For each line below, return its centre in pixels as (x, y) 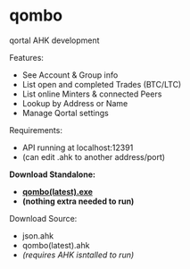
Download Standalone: (53, 174)
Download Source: (43, 218)
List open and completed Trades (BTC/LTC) (102, 84)
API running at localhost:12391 (78, 147)
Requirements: (36, 130)
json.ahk (38, 235)
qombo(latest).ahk (56, 245)
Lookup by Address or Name (75, 103)
